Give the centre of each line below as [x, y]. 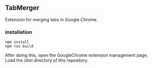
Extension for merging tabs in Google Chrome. [51, 19]
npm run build [19, 46]
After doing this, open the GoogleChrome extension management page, [76, 55]
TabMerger [22, 8]
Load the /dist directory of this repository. [47, 60]
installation [19, 32]
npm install [17, 42]
